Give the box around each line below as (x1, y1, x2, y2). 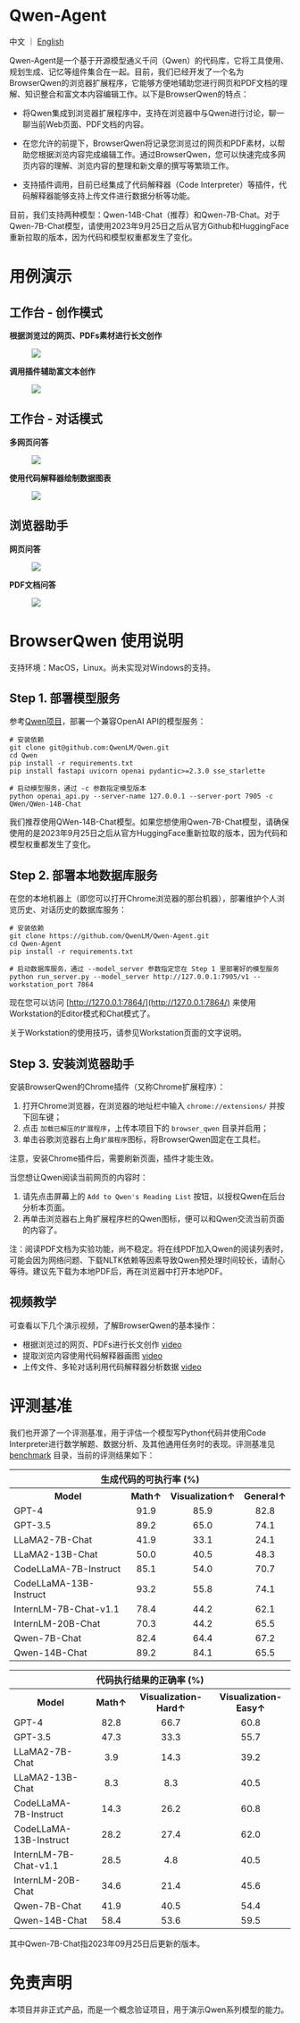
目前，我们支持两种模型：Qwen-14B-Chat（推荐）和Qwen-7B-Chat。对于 (9, 209, 281, 220)
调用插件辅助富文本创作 (9, 366, 96, 377)
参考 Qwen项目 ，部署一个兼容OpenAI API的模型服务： (9, 716, 206, 727)
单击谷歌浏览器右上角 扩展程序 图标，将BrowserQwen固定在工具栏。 (21, 1133, 266, 1145)
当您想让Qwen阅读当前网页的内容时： (9, 1172, 149, 1182)
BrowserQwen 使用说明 (9, 631, 184, 651)
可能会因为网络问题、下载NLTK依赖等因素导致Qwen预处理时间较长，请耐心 (9, 1254, 286, 1265)
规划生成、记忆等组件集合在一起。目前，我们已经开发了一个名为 (9, 66, 244, 77)
